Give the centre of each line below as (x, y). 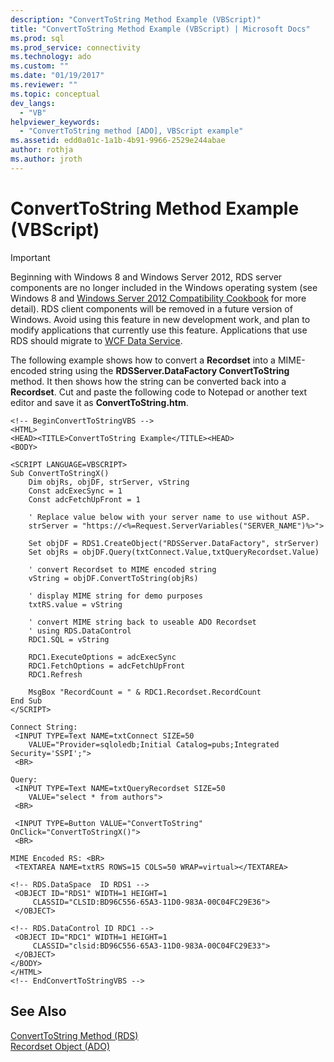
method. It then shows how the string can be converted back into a (148, 381)
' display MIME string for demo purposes (115, 596)
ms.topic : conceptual (55, 94)
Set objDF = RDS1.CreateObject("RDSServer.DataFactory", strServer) (174, 543)
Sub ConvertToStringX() (60, 473)
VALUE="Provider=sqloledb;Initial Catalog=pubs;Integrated (154, 744)
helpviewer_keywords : (55, 122)
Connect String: (44, 727)
